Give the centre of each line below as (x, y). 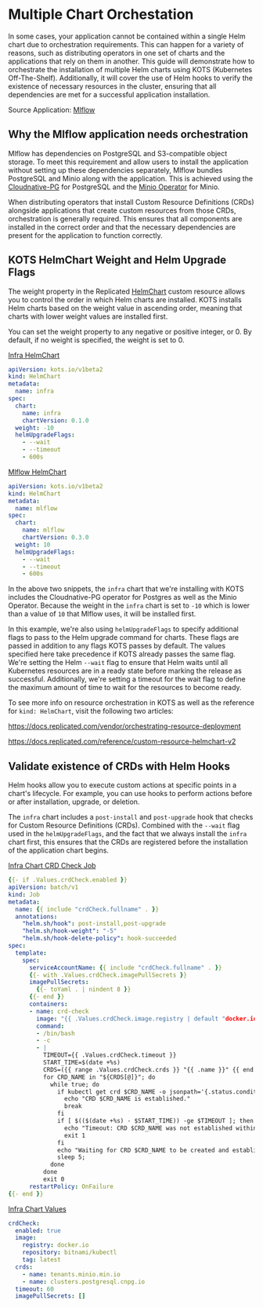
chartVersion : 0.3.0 (56, 538)
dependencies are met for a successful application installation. (109, 94)
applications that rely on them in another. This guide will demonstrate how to (131, 61)
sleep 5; (72, 1157)
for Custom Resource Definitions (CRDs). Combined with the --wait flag (124, 825)
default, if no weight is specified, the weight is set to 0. (96, 340)
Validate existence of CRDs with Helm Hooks (119, 766)
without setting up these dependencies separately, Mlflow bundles (115, 170)
